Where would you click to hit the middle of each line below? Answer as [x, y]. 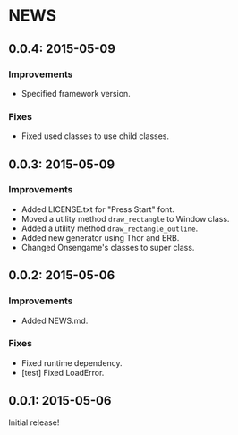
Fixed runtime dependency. [72, 362]
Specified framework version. [76, 93]
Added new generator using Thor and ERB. [100, 237]
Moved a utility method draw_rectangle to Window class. [125, 218]
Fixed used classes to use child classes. [95, 136]
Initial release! [34, 422]
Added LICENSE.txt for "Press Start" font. [98, 209]
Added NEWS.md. [55, 320]
